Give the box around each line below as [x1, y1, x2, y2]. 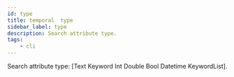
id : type [7, 10, 33, 17]
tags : [7, 36, 23, 43]
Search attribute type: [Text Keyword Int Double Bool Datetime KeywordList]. [7, 62, 228, 70]
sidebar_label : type [7, 23, 68, 30]
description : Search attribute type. [7, 29, 117, 37]
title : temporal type [7, 17, 73, 24]
